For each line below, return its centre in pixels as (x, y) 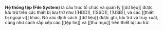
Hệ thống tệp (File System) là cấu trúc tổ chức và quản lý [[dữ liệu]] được (79, 7)
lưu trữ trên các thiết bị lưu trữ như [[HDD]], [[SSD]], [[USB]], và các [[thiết (80, 12)
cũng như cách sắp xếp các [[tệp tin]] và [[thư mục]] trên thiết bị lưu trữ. (77, 22)
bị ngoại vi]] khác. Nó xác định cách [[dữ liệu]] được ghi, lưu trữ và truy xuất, (82, 17)
